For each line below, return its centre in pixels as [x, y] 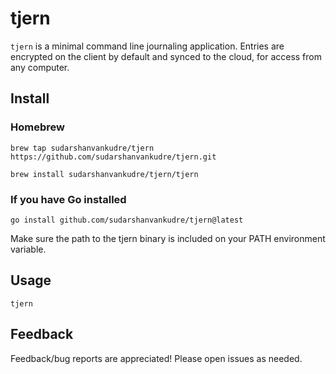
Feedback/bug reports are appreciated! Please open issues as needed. [156, 358]
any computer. [40, 67]
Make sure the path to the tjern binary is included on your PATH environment [168, 238]
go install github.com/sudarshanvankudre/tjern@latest [127, 220]
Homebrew [37, 127]
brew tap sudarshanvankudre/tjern [82, 148]
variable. [28, 249]
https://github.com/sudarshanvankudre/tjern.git [113, 157]
